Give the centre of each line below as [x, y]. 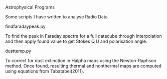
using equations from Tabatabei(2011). [45, 71]
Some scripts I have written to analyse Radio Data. [57, 17]
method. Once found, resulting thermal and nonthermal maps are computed [83, 66]
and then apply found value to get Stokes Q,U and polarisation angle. [76, 41]
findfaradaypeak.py [26, 26]
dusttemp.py [18, 51]
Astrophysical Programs [30, 7]
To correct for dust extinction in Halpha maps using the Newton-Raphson [81, 61]
